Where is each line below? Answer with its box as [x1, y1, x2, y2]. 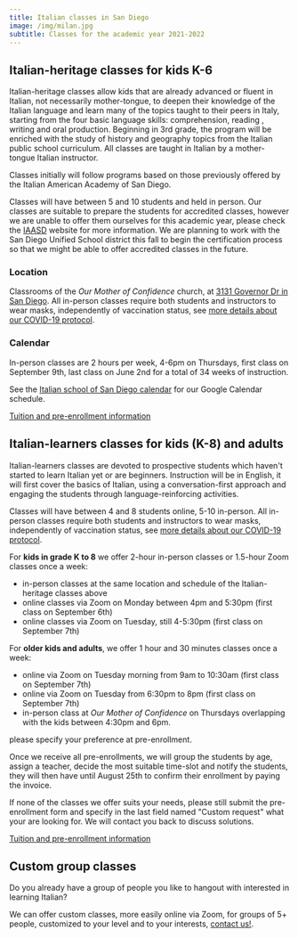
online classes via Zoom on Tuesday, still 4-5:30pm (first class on [21, 616, 263, 626]
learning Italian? [9, 892, 68, 902]
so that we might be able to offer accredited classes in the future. [9, 244, 249, 255]
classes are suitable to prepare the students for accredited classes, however [9, 206, 289, 216]
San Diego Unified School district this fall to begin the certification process [9, 234, 283, 245]
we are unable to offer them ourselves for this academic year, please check [9, 216, 286, 226]
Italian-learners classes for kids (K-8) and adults [9, 436, 285, 452]
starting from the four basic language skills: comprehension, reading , [9, 115, 264, 126]
